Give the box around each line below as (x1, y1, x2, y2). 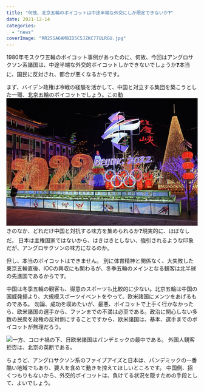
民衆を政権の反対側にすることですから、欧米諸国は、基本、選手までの (16, 316, 192, 323)
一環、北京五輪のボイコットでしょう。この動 (11, 91, 123, 98)
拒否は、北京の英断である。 (6, 343, 76, 351)
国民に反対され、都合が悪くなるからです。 (16, 70, 123, 78)
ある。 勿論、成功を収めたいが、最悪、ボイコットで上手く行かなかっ (16, 300, 189, 308)
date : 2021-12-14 (6, 16, 50, 22)
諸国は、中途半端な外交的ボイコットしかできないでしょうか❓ (27, 61, 180, 69)
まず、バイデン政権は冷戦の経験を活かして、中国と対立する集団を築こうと (6, 84, 192, 91)
